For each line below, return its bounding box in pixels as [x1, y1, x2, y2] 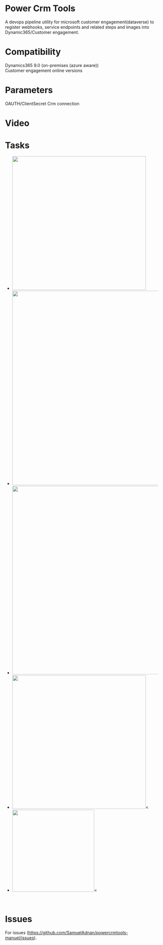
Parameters [5, 85, 53, 96]
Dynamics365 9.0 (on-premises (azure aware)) [5, 62, 99, 68]
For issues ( [5, 929, 29, 935]
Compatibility [5, 47, 61, 57]
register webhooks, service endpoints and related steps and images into [5, 24, 149, 30]
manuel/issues [5, 935, 34, 941]
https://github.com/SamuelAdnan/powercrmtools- [28, 929, 129, 935]
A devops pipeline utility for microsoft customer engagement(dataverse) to [5, 19, 154, 25]
